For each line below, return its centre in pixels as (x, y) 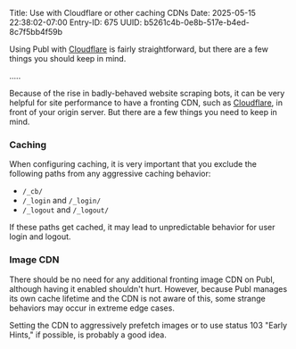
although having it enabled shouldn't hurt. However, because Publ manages (148, 288)
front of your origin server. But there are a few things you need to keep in (144, 112)
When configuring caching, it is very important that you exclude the (133, 164)
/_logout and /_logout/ (66, 210)
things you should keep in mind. (68, 58)
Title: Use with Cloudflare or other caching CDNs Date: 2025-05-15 (133, 13)
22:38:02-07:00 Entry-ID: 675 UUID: (76, 22)
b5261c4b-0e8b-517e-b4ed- (197, 22)
